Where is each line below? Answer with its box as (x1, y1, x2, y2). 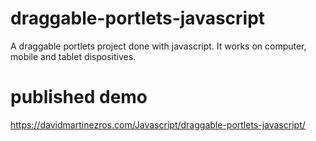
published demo (10, 86, 148, 109)
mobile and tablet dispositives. (10, 50, 137, 62)
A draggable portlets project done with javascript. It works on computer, (10, 40, 307, 52)
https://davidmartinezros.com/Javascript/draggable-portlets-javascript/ (10, 118, 306, 131)
